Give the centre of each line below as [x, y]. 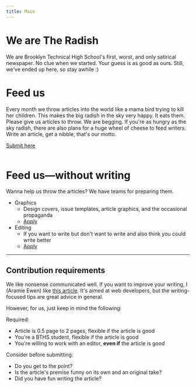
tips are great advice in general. [65, 297]
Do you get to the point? [43, 366]
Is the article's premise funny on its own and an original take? [88, 372]
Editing [23, 228]
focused [16, 297]
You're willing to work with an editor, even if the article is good [90, 343]
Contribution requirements [56, 270]
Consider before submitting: [40, 355]
